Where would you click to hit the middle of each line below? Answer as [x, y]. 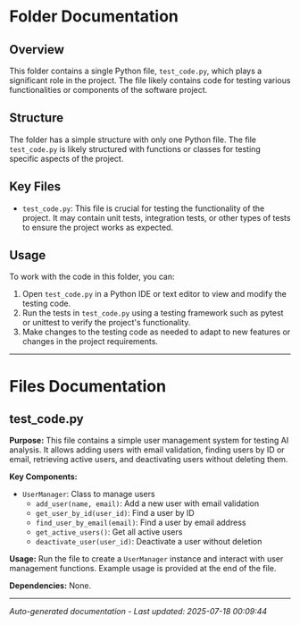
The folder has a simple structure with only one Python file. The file [133, 139]
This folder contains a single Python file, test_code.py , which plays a [136, 71]
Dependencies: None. [50, 586]
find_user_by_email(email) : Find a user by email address [141, 523]
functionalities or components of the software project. [108, 90]
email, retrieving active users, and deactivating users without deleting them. [149, 460]
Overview [37, 50]
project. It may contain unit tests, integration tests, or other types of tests [156, 217]
